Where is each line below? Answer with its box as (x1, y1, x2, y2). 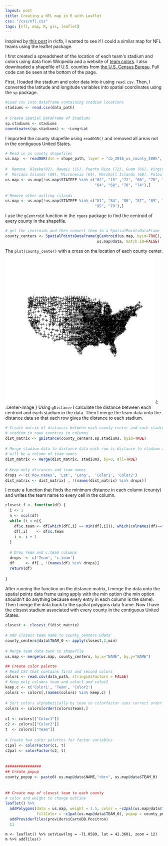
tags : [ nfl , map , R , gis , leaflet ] (5, 24, 79, 29)
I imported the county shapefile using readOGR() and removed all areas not (5, 135, 158, 141)
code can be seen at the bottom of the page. (5, 69, 97, 75)
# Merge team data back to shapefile (5, 648, 84, 654)
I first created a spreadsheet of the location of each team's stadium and (5, 53, 153, 60)
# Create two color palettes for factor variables (5, 737, 113, 742)
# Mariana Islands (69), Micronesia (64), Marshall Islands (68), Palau (5, 172, 162, 177)
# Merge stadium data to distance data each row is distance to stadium (5, 446, 160, 451)
